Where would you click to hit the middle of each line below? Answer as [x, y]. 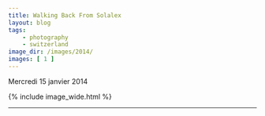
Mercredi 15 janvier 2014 [48, 81]
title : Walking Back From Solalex [65, 15]
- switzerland [45, 45]
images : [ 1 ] [32, 60]
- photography [45, 37]
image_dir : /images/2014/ [50, 52]
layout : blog [30, 23]
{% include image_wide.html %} [60, 96]
